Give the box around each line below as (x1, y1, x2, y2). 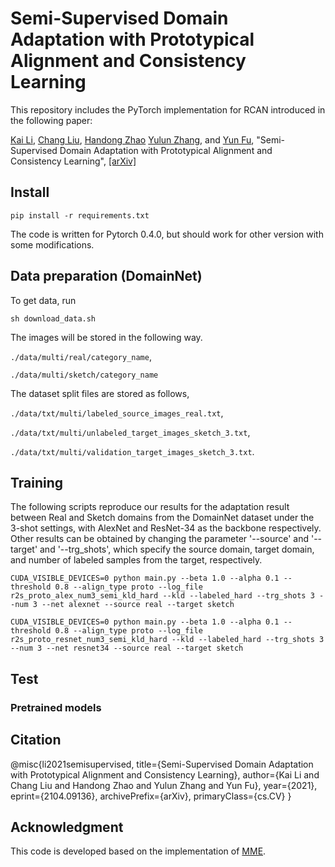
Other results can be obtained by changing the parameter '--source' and (10, 533, 310, 545)
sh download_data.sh (10, 313, 97, 324)
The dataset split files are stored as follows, (10, 387, 190, 399)
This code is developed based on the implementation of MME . (10, 845, 267, 857)
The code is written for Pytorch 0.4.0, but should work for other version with (10, 228, 324, 240)
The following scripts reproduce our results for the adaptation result (10, 501, 290, 513)
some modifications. (10, 238, 95, 251)
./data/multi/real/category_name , (10, 350, 152, 362)
